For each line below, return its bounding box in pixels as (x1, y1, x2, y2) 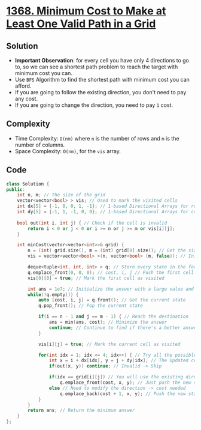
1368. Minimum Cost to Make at (6, 4, 166, 18)
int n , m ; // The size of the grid (17, 192, 106, 198)
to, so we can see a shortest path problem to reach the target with (14, 63, 178, 70)
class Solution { (6, 181, 50, 187)
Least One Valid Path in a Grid (6, 17, 156, 31)
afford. (14, 82, 32, 89)
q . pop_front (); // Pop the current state (38, 303, 144, 309)
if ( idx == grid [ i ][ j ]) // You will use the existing (48, 374, 184, 380)
